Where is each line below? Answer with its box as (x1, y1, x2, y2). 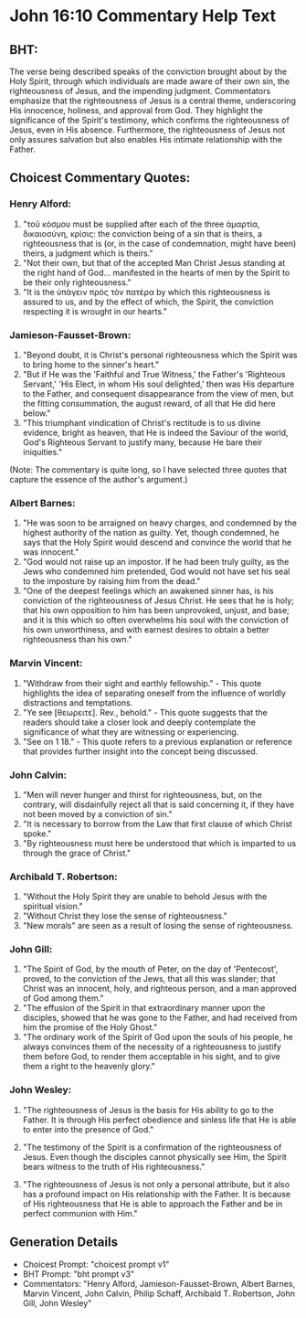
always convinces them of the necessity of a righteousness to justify (22, 1041, 281, 1052)
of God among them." (22, 993, 104, 1004)
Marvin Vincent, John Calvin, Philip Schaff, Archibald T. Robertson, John (22, 1288, 295, 1299)
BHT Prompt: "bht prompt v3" (22, 1268, 135, 1280)
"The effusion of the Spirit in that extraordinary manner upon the (22, 1003, 266, 1014)
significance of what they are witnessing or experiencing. (22, 726, 239, 737)
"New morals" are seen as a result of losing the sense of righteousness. (22, 920, 294, 931)
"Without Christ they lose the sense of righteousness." (22, 910, 228, 921)
